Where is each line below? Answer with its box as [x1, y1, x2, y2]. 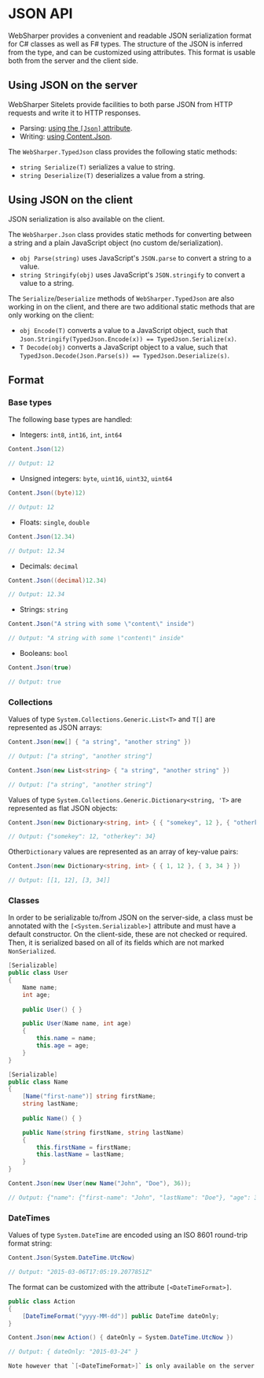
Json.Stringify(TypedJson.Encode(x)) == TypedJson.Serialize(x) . [19, 334, 237, 343]
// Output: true [8, 678, 61, 686]
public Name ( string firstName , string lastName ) [22, 1128, 185, 1136]
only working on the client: [8, 310, 94, 320]
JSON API [8, 5, 73, 23]
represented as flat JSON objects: [8, 803, 118, 813]
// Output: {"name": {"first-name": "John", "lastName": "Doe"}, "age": [8, 1194, 251, 1202]
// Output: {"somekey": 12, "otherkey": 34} [8, 832, 156, 841]
